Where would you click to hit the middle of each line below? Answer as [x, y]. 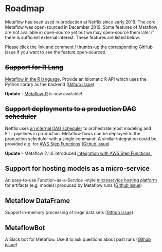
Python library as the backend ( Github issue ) [50, 84]
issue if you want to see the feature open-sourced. [56, 52]
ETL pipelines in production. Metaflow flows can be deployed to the [73, 133]
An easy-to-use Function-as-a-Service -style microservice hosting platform [81, 180]
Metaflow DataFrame [37, 201]
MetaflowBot [25, 227]
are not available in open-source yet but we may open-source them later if [80, 32]
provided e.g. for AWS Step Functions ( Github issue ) [57, 144]
